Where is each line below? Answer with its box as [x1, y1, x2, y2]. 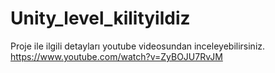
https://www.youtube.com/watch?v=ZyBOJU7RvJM [10, 50, 223, 62]
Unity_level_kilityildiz [10, 7, 191, 30]
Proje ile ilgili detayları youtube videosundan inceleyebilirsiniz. [10, 40, 266, 52]
